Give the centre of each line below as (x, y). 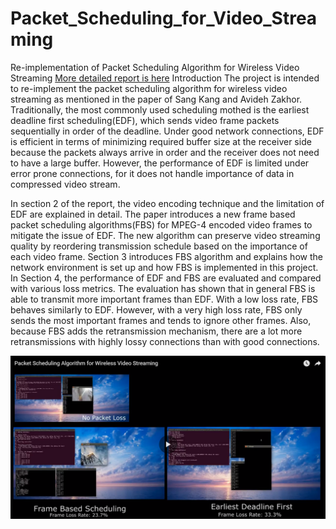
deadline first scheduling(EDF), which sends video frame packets (145, 120)
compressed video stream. (65, 184)
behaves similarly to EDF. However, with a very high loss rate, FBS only (156, 309)
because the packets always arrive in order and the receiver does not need (165, 152)
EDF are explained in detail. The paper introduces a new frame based (153, 214)
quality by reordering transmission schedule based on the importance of (159, 246)
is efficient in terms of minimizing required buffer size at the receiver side (161, 141)
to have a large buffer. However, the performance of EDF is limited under (160, 163)
